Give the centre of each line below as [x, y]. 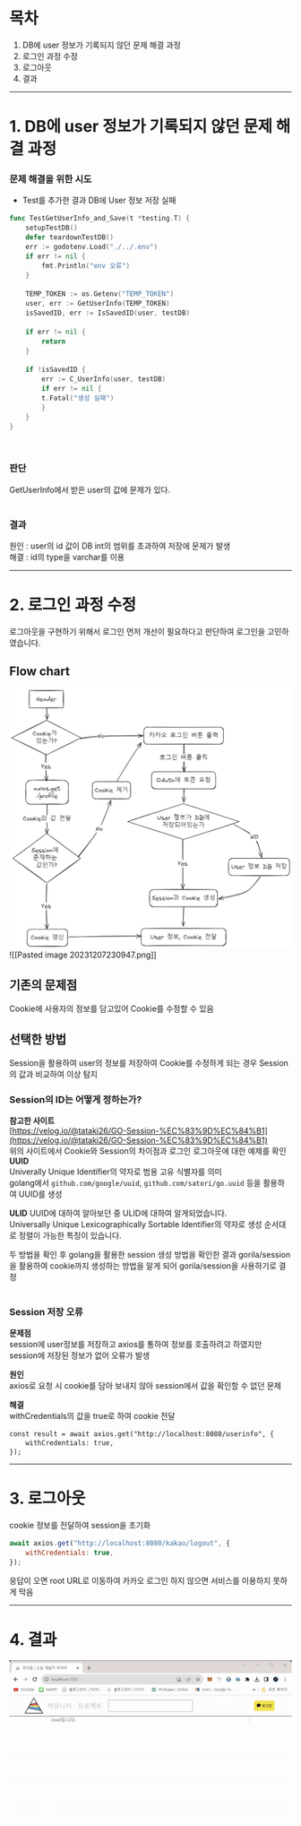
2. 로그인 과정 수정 [73, 605]
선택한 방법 [38, 1039]
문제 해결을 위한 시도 [51, 179]
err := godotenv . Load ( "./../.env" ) [92, 247]
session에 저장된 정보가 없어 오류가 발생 [80, 1355]
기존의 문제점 [43, 986]
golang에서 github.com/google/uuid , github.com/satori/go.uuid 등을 [135, 1182]
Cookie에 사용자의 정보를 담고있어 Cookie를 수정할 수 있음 [112, 1008]
